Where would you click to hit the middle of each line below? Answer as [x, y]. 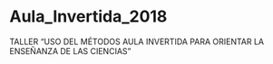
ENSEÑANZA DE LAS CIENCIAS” [70, 50]
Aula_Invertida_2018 [88, 17]
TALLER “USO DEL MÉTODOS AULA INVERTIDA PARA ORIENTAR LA [137, 41]
